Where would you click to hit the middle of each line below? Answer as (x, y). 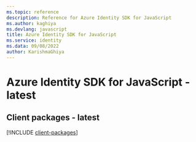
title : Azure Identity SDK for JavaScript (61, 35)
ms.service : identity (34, 40)
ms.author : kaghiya (31, 23)
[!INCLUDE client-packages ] (42, 132)
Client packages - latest (53, 118)
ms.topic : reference (33, 12)
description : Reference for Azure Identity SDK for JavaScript (89, 18)
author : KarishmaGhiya (35, 52)
